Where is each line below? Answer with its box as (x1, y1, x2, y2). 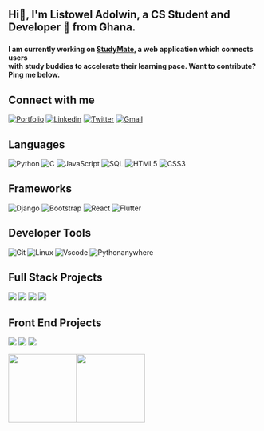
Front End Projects (8, 316, 102, 329)
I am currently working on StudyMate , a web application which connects (8, 45, 254, 54)
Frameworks (8, 182, 73, 196)
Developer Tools (8, 226, 92, 240)
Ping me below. (8, 70, 61, 80)
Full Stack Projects (8, 270, 103, 284)
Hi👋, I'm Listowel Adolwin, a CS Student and (8, 8, 231, 22)
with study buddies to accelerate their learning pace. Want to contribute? (8, 62, 257, 71)
